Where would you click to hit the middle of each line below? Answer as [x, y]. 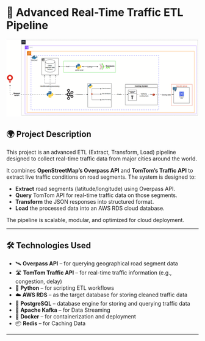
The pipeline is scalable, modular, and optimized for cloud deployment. [95, 220]
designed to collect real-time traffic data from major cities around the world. [102, 159]
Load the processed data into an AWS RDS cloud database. [90, 208]
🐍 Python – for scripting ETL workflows [65, 288]
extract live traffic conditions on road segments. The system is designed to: [101, 177]
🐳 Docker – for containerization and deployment [75, 317]
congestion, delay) [38, 282]
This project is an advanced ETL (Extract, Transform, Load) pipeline [91, 152]
